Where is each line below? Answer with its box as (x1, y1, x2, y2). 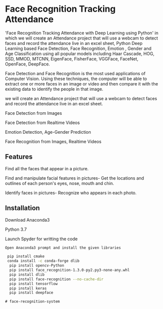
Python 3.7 (5, 226, 27, 232)
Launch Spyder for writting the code (5, 236, 78, 242)
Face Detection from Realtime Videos (5, 120, 80, 125)
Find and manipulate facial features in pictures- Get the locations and (5, 175, 144, 181)
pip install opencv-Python (9, 263, 64, 268)
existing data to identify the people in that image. (5, 86, 103, 92)
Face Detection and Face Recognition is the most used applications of (5, 70, 145, 76)
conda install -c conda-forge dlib (7, 259, 80, 264)
